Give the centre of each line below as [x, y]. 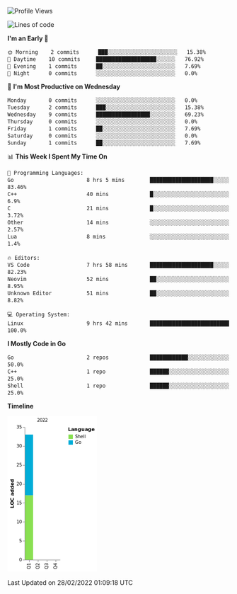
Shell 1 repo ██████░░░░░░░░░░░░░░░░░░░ [118, 386]
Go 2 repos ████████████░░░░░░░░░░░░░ [118, 358]
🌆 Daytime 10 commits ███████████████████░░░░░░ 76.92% [105, 59]
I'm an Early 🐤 [28, 38]
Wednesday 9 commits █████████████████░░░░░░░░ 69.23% [105, 115]
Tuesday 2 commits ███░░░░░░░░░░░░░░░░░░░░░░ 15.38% [105, 108]
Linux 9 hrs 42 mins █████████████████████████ [118, 324]
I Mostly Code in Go [36, 344]
